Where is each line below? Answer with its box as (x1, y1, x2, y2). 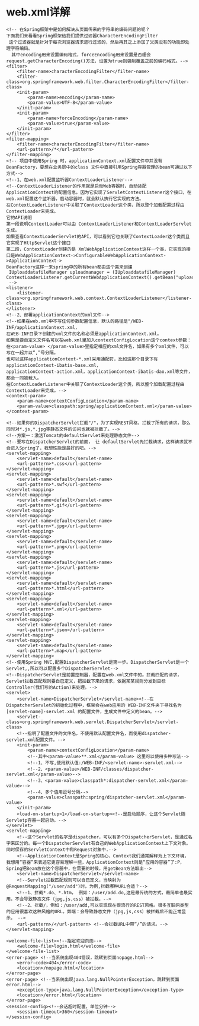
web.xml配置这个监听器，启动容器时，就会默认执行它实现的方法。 (6, 195, 144, 202)
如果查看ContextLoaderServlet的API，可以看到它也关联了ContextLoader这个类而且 (6, 233, 190, 239)
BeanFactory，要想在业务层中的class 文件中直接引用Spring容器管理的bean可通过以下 (6, 164, 192, 170)
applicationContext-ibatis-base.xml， (6, 362, 101, 368)
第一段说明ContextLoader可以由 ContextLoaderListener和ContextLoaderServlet (6, 221, 192, 227)
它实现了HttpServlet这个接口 (6, 240, 71, 246)
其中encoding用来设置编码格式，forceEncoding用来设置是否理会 (11, 52, 151, 58)
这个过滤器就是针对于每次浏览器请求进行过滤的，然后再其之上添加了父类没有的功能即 (8, 39, 185, 45)
